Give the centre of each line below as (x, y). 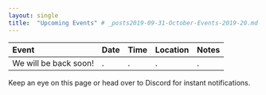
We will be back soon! (53, 63)
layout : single (33, 15)
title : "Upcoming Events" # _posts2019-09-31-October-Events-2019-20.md (133, 23)
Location (172, 50)
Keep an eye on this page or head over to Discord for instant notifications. (129, 82)
